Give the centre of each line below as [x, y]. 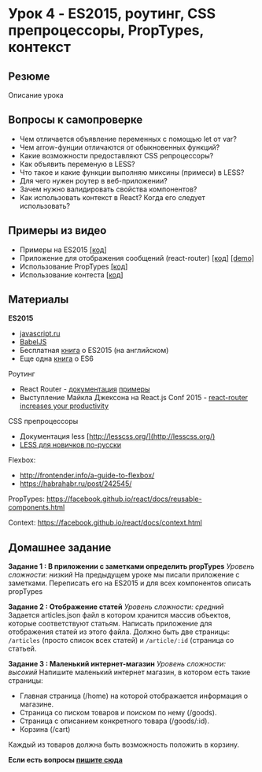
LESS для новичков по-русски [70, 445]
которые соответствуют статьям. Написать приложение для [110, 624]
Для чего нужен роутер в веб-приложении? [93, 180]
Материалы [39, 300]
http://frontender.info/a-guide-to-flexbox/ [87, 475]
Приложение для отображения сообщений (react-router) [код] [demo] [137, 258]
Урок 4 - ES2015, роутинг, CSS [112, 14]
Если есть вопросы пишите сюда [66, 760]
